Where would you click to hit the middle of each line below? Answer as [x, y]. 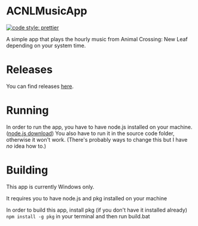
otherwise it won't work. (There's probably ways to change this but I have [97, 139]
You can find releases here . [40, 86]
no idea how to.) [26, 146]
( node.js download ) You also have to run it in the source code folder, [90, 133]
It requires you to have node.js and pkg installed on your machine [87, 198]
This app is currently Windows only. [50, 187]
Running [28, 110]
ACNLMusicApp [47, 11]
